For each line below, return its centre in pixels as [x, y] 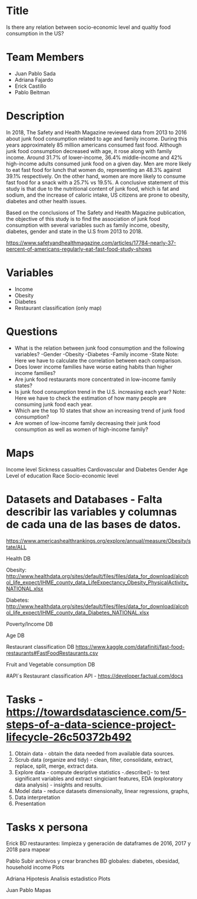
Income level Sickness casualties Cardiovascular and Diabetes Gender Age [97, 469]
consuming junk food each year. [54, 404]
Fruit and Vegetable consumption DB [51, 664]
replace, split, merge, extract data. [56, 766]
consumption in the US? [35, 33]
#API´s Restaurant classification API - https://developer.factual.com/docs [95, 676]
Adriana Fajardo [34, 79]
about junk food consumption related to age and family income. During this [97, 138]
